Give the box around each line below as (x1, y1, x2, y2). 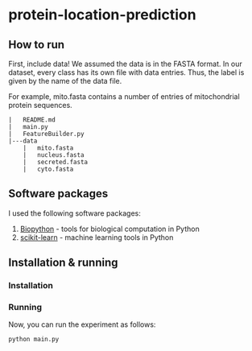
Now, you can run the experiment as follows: (8, 320, 156, 329)
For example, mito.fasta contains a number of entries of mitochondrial (8, 92, 240, 101)
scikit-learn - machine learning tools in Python (19, 232, 174, 242)
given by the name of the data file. (8, 76, 122, 85)
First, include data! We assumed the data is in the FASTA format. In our (8, 59, 243, 68)
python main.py (8, 336, 60, 344)
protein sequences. (8, 101, 72, 109)
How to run (8, 38, 65, 52)
